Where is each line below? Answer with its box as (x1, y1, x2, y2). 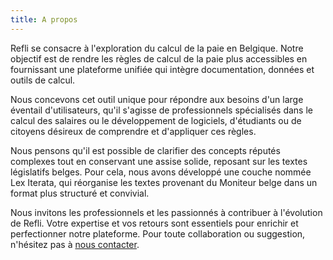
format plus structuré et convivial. (10, 187, 150, 199)
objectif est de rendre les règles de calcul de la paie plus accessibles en (10, 52, 308, 65)
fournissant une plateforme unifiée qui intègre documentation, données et (10, 63, 315, 75)
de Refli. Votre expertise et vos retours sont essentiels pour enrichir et (10, 217, 299, 229)
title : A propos (10, 14, 78, 25)
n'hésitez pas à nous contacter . (10, 238, 140, 250)
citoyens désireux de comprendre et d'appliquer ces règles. (10, 125, 257, 137)
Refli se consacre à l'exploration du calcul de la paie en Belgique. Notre (10, 42, 304, 54)
